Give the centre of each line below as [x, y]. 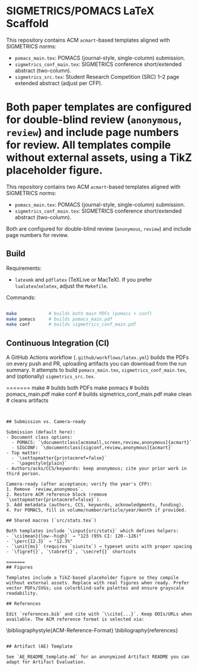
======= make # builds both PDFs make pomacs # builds [78, 388]
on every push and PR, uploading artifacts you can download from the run [96, 364]
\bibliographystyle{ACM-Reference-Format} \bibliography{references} [92, 631]
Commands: [21, 297]
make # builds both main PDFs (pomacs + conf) [79, 313]
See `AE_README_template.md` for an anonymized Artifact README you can [98, 657]
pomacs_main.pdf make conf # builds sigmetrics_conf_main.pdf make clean [99, 394]
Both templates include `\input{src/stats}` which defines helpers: [92, 531]
